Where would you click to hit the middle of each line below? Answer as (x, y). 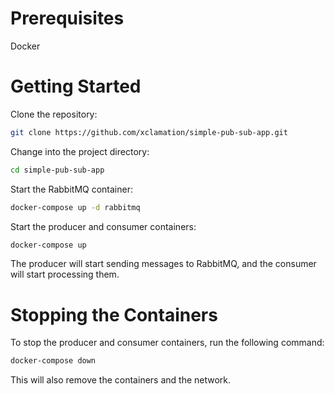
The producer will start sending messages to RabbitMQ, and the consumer (163, 264)
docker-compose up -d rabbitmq (75, 207)
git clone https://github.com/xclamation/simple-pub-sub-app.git (149, 132)
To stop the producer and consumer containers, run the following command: (167, 343)
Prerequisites (67, 18)
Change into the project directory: (80, 151)
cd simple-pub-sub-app (57, 170)
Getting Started (76, 86)
